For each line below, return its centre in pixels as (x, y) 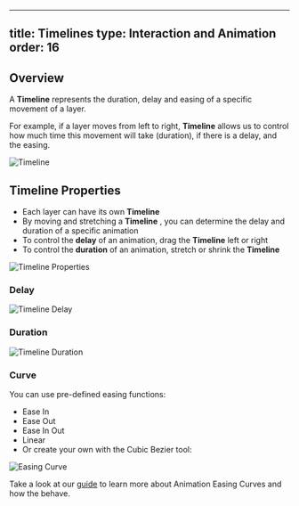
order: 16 (34, 48)
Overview (37, 78)
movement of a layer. (48, 109)
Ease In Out (43, 430)
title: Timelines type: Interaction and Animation (143, 33)
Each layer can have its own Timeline (91, 212)
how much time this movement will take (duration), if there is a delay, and (143, 135)
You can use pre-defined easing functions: (88, 394)
